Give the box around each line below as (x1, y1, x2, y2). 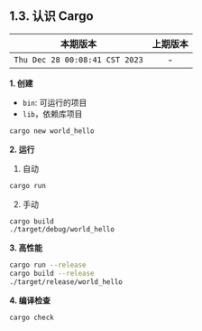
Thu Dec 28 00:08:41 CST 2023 (14, 54, 144, 65)
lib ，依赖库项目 (22, 108, 83, 119)
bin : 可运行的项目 (22, 97, 87, 108)
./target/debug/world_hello (9, 225, 115, 234)
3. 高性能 (9, 242, 43, 253)
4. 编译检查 (9, 295, 51, 306)
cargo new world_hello (9, 126, 95, 136)
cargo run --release (9, 260, 87, 270)
